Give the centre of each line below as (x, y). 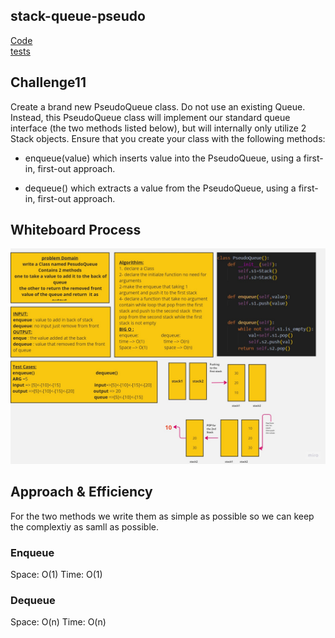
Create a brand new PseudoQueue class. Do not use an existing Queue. (158, 106)
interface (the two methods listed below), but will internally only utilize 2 (158, 128)
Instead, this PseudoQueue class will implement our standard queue (150, 117)
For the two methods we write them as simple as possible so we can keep (162, 516)
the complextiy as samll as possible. (85, 526)
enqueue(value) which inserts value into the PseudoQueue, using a (163, 158)
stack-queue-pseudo (78, 16)
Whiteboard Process (76, 230)
